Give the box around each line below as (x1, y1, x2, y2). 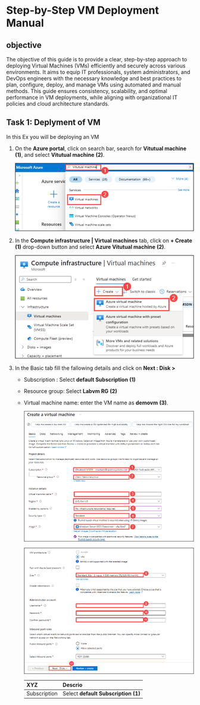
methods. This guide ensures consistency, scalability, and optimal (6, 88, 168, 94)
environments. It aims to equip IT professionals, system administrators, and (6, 69, 190, 75)
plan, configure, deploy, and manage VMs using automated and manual (6, 81, 182, 88)
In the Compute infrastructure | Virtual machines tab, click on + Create (14, 237, 192, 244)
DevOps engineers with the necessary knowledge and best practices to (6, 75, 182, 82)
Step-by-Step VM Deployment (6, 4, 160, 17)
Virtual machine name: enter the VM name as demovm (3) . (23, 399, 168, 406)
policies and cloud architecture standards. (6, 100, 110, 107)
